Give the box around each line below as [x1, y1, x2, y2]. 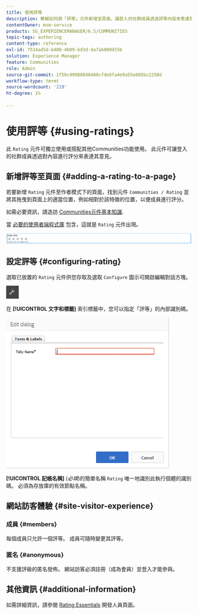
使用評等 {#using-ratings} [6, 124, 134, 138]
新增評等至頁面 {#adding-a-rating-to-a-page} [6, 172, 177, 182]
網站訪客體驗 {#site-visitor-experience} [6, 501, 154, 511]
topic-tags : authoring [6, 34, 62, 41]
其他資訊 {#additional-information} [6, 585, 137, 595]
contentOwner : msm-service [6, 22, 72, 28]
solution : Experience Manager [6, 53, 81, 59]
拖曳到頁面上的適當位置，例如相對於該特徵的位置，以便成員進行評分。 [16, 195, 187, 203]
